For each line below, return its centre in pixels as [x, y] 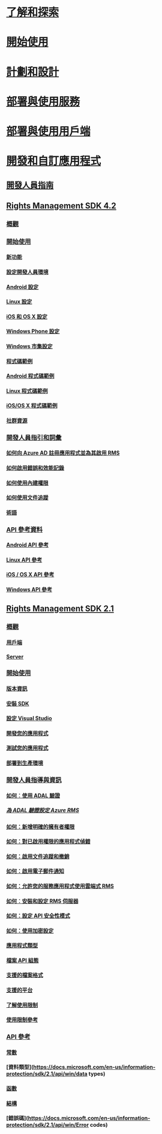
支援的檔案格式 [25, 975]
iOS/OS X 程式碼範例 [32, 405]
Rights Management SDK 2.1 [60, 609]
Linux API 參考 [24, 560]
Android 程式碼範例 [30, 376]
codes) [99, 1125]
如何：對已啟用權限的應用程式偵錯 [48, 841]
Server [15, 656]
